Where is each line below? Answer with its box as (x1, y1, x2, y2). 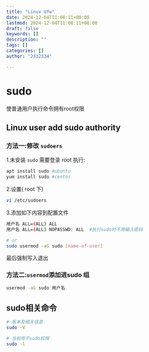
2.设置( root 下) (6, 186, 44, 192)
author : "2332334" (6, 53, 52, 59)
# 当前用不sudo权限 (6, 336, 50, 342)
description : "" (6, 37, 47, 43)
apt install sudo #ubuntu (6, 168, 71, 174)
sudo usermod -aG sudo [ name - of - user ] (6, 243, 103, 249)
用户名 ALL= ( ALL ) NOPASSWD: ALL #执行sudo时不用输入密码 (6, 226, 143, 232)
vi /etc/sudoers (6, 198, 47, 204)
